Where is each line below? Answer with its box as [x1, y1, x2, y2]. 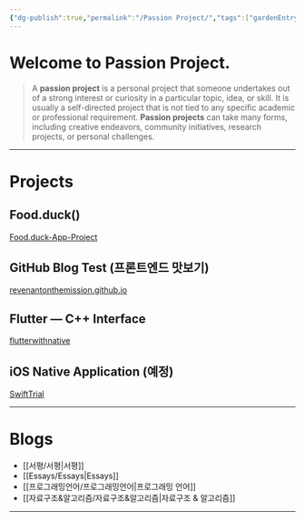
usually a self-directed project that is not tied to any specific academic [31, 102, 296, 113]
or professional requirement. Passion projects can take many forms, [31, 111, 288, 123]
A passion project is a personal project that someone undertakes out [31, 83, 290, 94]
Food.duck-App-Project [9, 231, 98, 242]
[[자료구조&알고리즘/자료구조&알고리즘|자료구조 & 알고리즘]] [22, 492, 236, 503]
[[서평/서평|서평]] [22, 460, 84, 471]
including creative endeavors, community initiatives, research [31, 121, 261, 132]
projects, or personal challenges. [31, 131, 155, 142]
